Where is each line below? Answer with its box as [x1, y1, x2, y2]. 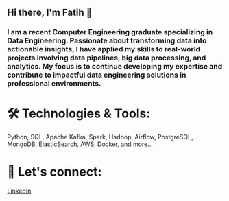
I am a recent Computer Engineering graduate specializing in [7, 27, 213, 37]
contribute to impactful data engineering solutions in [7, 70, 186, 80]
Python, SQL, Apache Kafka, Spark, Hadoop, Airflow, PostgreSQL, [7, 133, 193, 141]
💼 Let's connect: [7, 164, 102, 180]
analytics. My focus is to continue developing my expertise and [7, 62, 223, 71]
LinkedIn [7, 187, 32, 196]
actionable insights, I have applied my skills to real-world [7, 45, 201, 54]
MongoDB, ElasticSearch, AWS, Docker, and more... [7, 140, 153, 148]
